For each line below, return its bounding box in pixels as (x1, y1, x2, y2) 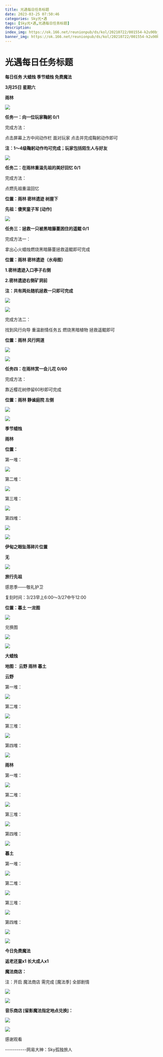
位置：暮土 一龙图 (5, 605, 40, 610)
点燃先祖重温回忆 (5, 185, 39, 191)
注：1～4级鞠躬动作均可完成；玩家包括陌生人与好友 (5, 145, 108, 151)
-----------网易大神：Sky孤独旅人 (5, 1046, 73, 1052)
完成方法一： (5, 236, 31, 242)
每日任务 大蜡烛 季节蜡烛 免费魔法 (5, 74, 72, 79)
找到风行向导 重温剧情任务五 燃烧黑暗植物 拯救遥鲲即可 (5, 327, 115, 333)
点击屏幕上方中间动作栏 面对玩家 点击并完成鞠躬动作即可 (5, 135, 118, 140)
